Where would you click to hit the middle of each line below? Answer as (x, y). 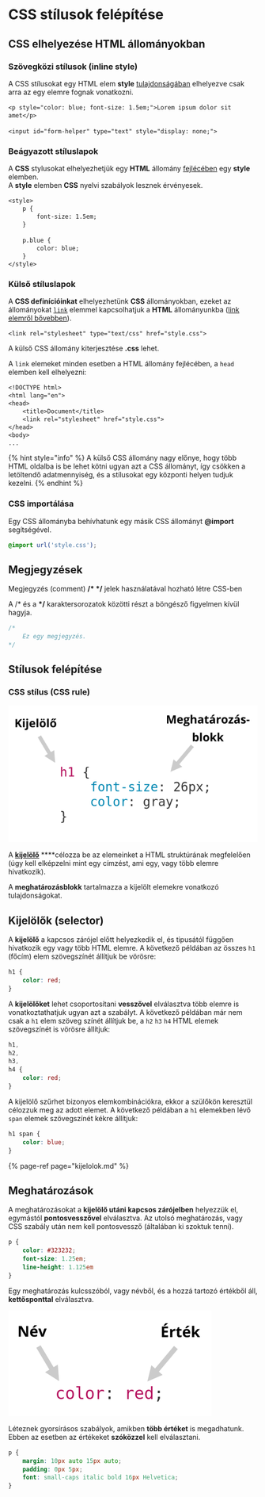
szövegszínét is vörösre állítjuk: (59, 1029)
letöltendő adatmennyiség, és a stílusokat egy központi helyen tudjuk (121, 475)
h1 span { (25, 1134)
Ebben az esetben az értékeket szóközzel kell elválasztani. (104, 1437)
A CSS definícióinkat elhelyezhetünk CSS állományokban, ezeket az (120, 301)
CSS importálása (41, 503)
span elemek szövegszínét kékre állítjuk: (73, 1118)
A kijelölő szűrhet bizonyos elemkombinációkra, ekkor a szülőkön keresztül (131, 1101)
